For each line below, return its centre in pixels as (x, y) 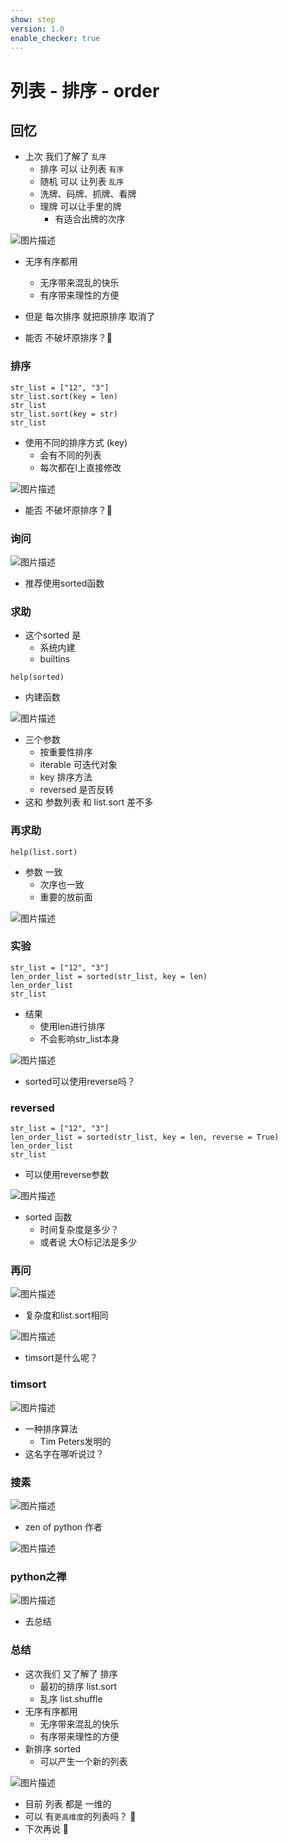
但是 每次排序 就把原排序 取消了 (90, 317)
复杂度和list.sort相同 (66, 1315)
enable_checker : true (55, 38)
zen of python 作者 (63, 1527)
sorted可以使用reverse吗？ (80, 1081)
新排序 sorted (53, 1748)
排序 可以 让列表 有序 (82, 169)
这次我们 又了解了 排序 (71, 1673)
